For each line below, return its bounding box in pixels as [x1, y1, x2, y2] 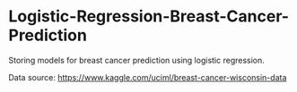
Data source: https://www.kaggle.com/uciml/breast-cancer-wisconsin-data [8, 71, 287, 82]
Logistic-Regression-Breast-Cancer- [8, 6, 289, 27]
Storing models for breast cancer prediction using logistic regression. [8, 54, 266, 65]
